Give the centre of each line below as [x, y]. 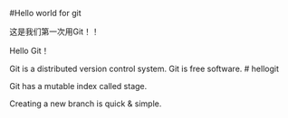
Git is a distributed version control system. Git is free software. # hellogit [144, 68]
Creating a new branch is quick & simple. [86, 104]
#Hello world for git [45, 13]
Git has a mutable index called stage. [78, 86]
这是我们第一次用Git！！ [54, 32]
